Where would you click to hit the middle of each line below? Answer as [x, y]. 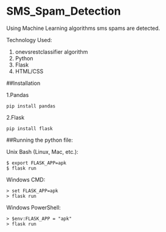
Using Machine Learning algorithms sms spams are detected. [83, 28]
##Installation [23, 83]
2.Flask [16, 117]
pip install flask [29, 129]
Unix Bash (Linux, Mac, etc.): [43, 151]
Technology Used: [29, 40]
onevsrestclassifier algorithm [51, 52]
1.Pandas [18, 95]
